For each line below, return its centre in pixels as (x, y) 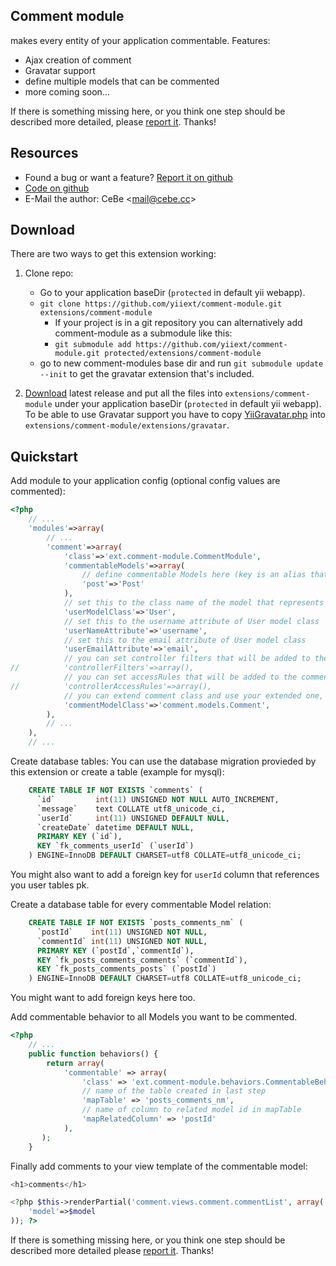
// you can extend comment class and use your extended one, (194, 695)
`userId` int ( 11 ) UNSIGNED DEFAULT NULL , (133, 818)
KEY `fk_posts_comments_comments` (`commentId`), (142, 960)
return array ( (75, 1063)
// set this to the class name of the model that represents (194, 603)
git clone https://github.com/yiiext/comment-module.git (161, 304)
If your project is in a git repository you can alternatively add (178, 323)
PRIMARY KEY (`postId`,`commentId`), (115, 950)
